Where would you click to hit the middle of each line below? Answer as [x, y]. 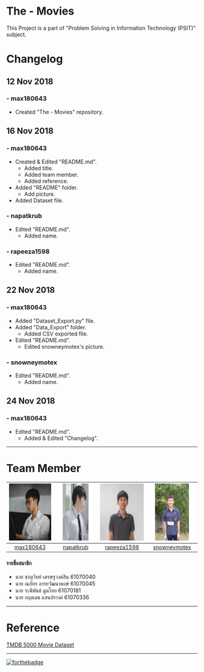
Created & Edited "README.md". [56, 162]
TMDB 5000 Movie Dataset [40, 645]
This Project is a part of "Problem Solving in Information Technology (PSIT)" [101, 28]
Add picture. [40, 194]
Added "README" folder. [46, 187]
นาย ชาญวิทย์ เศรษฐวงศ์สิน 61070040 [55, 577]
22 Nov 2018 [31, 290]
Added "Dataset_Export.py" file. [55, 321]
